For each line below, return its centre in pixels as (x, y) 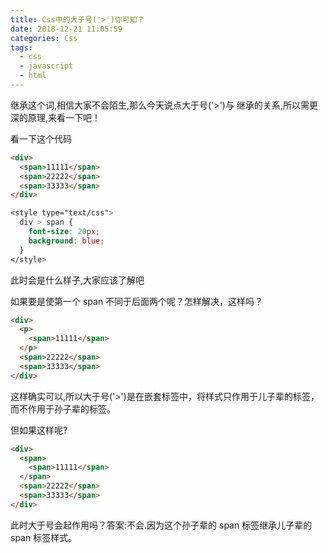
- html (33, 76)
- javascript (46, 66)
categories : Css (44, 38)
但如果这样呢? (39, 430)
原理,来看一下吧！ (64, 117)
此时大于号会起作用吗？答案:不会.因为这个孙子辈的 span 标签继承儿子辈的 (161, 525)
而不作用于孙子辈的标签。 (63, 408)
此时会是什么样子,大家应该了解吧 (77, 280)
